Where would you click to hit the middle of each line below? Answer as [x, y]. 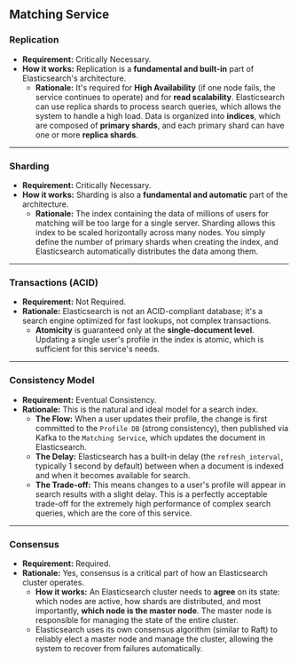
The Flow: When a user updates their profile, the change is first [151, 418]
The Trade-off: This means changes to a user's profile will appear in [161, 485]
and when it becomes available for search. [113, 475]
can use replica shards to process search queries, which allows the [158, 106]
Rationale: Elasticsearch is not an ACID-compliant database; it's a [142, 311]
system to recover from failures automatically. [119, 648]
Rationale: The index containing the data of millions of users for [152, 213]
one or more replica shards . [87, 134]
